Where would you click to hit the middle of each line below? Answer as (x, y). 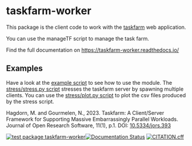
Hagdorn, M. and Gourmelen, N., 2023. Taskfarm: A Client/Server (85, 112)
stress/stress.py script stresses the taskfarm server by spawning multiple (95, 89)
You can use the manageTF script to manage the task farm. (78, 38)
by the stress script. (30, 101)
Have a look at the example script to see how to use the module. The (89, 82)
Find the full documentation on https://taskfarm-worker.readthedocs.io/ (92, 50)
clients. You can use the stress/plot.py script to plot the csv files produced (96, 95)
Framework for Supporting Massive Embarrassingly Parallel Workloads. (92, 119)
